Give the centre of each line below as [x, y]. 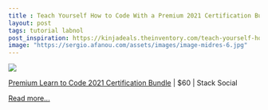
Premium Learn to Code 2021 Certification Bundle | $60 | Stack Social [123, 83]
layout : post [30, 23]
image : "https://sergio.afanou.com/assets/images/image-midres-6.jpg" [128, 45]
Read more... [29, 98]
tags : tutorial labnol [46, 30]
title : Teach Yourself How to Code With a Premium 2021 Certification [130, 16]
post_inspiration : [39, 38]
